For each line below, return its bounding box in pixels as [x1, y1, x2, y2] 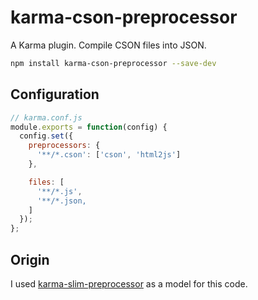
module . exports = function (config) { [10, 122, 168, 132]
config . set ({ [19, 131, 74, 141]
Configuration [10, 86, 100, 103]
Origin [10, 251, 50, 268]
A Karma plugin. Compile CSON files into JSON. [10, 39, 207, 51]
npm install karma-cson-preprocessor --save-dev [10, 58, 217, 68]
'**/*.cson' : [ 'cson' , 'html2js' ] [36, 150, 182, 160]
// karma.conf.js [10, 112, 83, 123]
